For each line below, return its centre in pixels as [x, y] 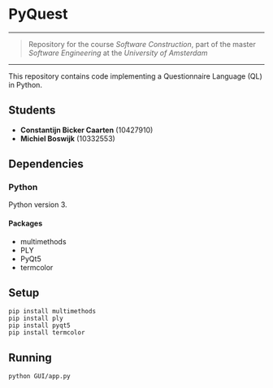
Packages [26, 223]
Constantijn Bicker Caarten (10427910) [87, 130]
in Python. [26, 84]
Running [30, 358]
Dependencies [46, 164]
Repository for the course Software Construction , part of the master [142, 44]
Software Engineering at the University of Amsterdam [118, 53]
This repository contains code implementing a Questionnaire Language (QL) [135, 76]
